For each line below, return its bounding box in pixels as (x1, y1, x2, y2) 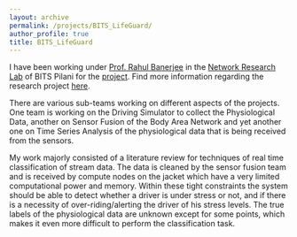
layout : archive (9, 12, 69, 22)
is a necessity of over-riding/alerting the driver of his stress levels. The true (9, 200, 285, 210)
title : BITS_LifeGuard (9, 37, 93, 47)
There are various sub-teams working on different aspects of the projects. (9, 98, 280, 109)
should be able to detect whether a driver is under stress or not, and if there (9, 190, 286, 201)
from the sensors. (9, 135, 74, 146)
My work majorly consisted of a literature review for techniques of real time (9, 152, 284, 164)
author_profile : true (9, 29, 90, 38)
